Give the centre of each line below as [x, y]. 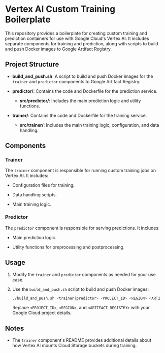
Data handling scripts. [34, 195]
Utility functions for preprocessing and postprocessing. [68, 247]
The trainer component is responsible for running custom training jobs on [81, 171]
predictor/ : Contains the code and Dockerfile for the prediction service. [85, 91]
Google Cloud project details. [42, 313]
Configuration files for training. [43, 185]
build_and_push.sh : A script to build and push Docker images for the [83, 76]
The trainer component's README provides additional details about [82, 340]
